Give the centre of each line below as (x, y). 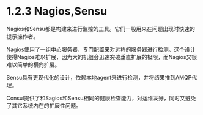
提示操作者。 (22, 36)
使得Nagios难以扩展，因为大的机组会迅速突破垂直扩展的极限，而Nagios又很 (102, 57)
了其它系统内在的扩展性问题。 (44, 105)
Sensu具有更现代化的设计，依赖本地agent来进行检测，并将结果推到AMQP (99, 77)
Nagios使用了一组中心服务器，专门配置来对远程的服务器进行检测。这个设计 (101, 49)
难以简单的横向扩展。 (33, 64)
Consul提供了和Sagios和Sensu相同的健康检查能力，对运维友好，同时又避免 (101, 98)
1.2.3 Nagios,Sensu (57, 11)
